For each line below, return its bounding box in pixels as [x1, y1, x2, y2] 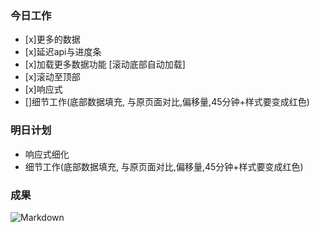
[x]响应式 [24, 83, 63, 96]
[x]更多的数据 [24, 33, 81, 46]
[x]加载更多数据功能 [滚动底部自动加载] [24, 58, 186, 71]
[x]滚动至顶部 [24, 71, 81, 83]
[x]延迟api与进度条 [24, 46, 102, 58]
